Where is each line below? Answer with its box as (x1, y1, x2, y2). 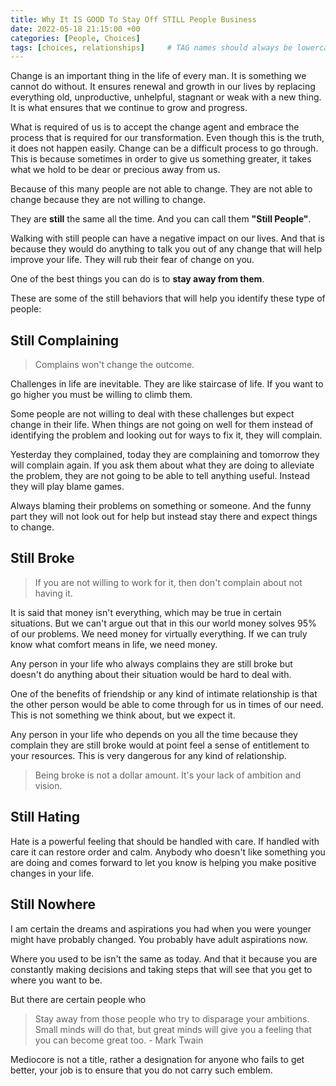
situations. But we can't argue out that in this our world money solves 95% (10, 617, 317, 629)
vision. (34, 779, 63, 791)
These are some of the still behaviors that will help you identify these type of (10, 292, 326, 305)
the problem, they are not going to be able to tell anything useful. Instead (10, 470, 310, 482)
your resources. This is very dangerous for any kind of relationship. (10, 749, 287, 761)
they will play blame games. (10, 481, 125, 493)
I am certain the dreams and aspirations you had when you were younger (10, 922, 312, 935)
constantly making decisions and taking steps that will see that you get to (10, 963, 313, 975)
